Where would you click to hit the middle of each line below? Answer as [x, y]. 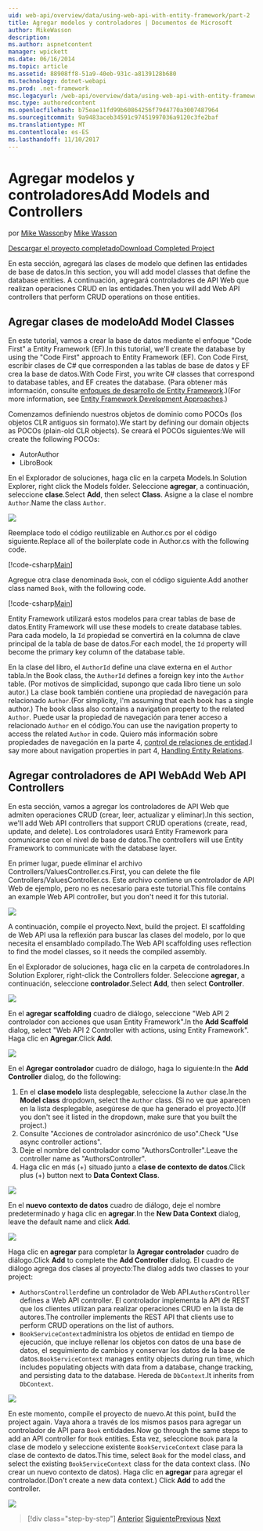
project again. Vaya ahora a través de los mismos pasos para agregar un [125, 1422]
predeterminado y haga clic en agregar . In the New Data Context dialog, [124, 1214]
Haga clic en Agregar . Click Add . [60, 1039]
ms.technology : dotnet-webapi [58, 81]
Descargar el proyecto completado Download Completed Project [112, 249]
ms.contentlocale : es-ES [49, 132]
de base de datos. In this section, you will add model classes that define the [129, 272]
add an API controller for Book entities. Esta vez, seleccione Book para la [123, 1439]
